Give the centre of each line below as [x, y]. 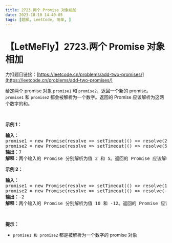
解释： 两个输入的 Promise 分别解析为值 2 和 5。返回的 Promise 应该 [83, 159]
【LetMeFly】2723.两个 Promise [75, 46]
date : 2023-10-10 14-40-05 [34, 15]
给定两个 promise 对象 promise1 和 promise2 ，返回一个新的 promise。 [78, 91]
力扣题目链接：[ [22, 74]
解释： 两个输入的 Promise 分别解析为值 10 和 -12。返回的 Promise [82, 204]
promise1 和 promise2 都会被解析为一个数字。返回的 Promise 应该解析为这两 [85, 97]
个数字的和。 [19, 104]
